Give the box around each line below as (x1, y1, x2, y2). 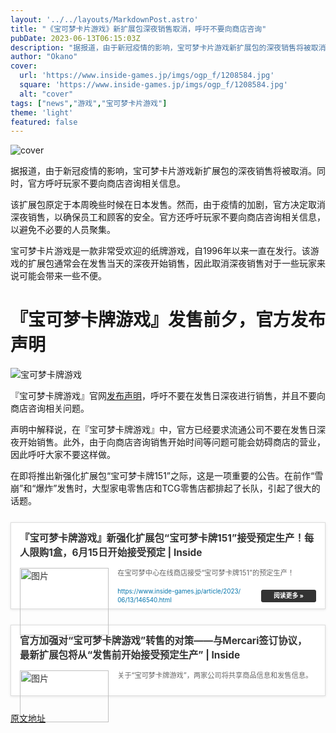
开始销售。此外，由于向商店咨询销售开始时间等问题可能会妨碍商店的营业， (18, 436, 326, 448)
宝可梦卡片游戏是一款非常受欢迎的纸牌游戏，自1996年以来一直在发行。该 (10, 245, 311, 257)
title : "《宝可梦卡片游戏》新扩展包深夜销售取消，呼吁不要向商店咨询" (10, 24, 267, 34)
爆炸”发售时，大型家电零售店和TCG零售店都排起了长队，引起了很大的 (35, 482, 321, 495)
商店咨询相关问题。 (10, 402, 90, 415)
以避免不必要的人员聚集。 (10, 224, 116, 236)
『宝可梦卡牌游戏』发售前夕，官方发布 (10, 309, 327, 331)
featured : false (10, 117, 78, 127)
